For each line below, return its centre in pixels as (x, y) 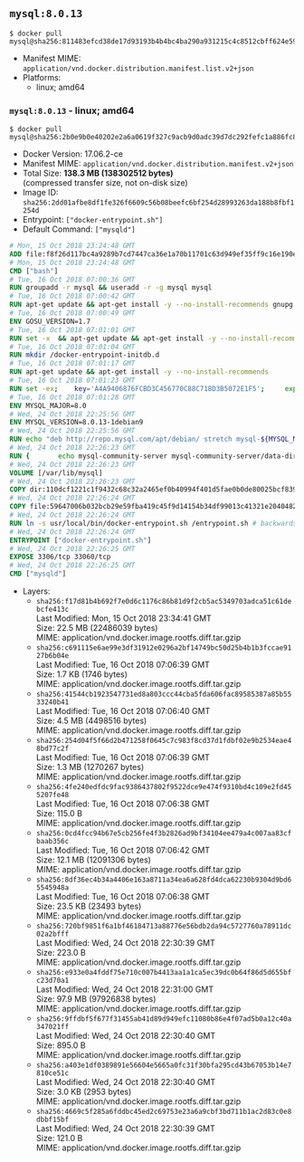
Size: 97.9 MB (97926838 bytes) (96, 999)
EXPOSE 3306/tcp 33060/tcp (60, 557)
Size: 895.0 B (61, 1045)
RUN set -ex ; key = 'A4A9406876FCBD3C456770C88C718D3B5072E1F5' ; (137, 388)
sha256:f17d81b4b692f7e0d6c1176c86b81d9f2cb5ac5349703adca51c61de (164, 602)
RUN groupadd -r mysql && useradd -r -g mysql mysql (111, 288)
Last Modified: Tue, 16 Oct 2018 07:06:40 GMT (123, 711)
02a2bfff (52, 934)
